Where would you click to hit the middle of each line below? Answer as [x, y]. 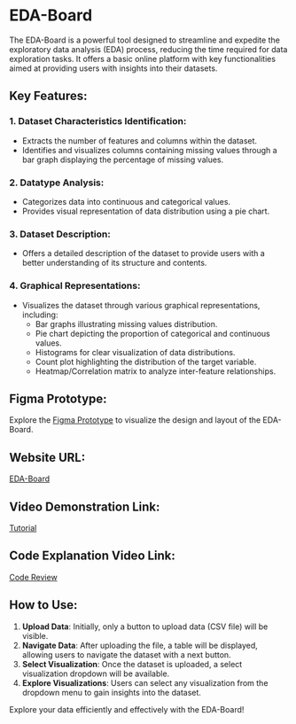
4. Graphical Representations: [75, 286]
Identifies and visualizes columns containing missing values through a [149, 150]
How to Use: [43, 605]
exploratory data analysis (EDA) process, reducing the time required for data [148, 49]
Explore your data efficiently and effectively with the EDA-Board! [127, 709]
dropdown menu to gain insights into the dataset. [112, 692]
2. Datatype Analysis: [57, 183]
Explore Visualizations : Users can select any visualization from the [145, 682]
